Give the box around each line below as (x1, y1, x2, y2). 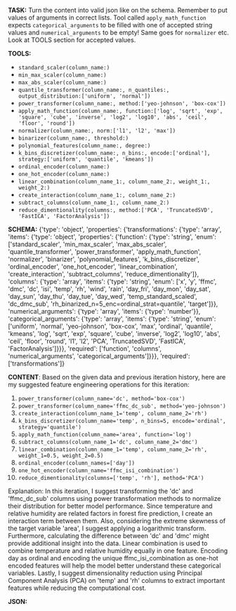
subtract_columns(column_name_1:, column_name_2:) (18, 199, 170, 206)
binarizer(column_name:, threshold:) (18, 135, 129, 142)
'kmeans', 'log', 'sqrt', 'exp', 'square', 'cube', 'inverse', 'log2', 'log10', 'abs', (8, 330, 221, 337)
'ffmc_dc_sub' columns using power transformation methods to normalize (8, 495, 221, 502)
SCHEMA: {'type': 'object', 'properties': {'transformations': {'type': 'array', (8, 225, 222, 234)
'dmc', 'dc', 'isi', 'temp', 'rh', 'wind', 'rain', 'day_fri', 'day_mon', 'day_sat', (8, 285, 211, 293)
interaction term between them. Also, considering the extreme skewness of (8, 517, 226, 525)
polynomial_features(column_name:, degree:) (18, 142, 151, 149)
